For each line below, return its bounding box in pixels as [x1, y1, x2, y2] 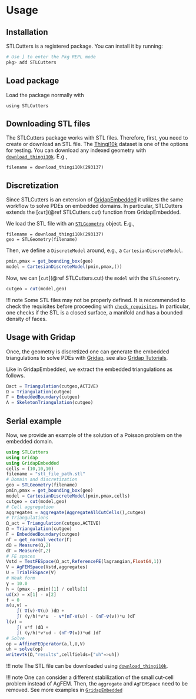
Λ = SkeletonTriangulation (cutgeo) [6, 400, 94, 406]
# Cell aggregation [6, 504, 54, 510]
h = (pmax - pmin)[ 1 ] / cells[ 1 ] [6, 586, 88, 592]
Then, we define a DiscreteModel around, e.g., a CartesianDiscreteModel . [6, 247, 184, 254]
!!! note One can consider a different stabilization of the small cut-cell [6, 674, 174, 681]
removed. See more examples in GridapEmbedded [6, 687, 122, 694]
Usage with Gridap [6, 332, 76, 342]
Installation [6, 27, 48, 37]
